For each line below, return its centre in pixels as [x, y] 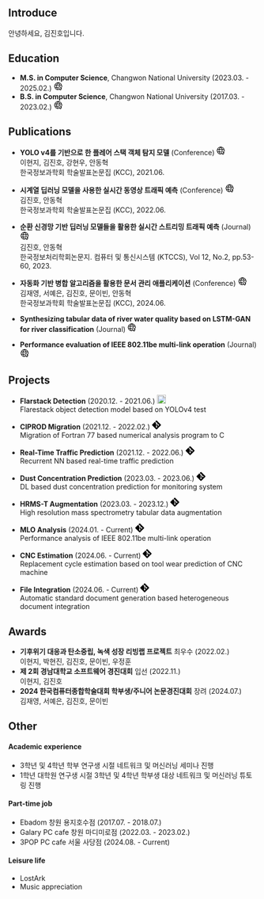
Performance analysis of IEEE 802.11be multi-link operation [115, 539]
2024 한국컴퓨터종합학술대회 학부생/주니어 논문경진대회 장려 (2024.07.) [131, 691]
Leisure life [27, 861]
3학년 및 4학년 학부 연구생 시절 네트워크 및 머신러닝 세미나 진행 [117, 765]
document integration [55, 607]
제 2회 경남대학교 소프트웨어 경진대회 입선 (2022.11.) [100, 672]
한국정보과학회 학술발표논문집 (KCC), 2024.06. [92, 303]
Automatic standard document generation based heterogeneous [124, 598]
